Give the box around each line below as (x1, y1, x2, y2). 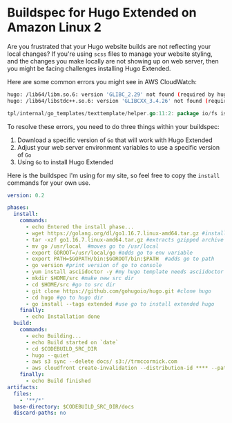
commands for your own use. (7, 178, 91, 187)
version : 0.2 (7, 192, 45, 199)
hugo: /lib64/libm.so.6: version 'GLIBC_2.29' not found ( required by (7, 91, 215, 98)
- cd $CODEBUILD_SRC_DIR (25, 345, 97, 353)
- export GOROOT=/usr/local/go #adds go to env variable (25, 249, 193, 256)
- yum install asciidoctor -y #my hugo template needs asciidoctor (25, 268, 224, 275)
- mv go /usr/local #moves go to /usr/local (25, 243, 159, 250)
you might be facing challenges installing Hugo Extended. (7, 64, 171, 72)
